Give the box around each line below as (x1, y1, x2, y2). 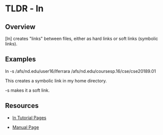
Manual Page (12, 124, 39, 130)
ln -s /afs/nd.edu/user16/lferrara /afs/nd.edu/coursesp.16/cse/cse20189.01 (5, 68, 156, 74)
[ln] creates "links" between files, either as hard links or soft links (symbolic (5, 35, 159, 41)
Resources (5, 101, 39, 110)
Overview (5, 23, 36, 31)
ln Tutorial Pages (12, 114, 47, 121)
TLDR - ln (5, 3, 44, 14)
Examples (5, 55, 36, 64)
